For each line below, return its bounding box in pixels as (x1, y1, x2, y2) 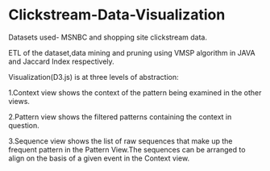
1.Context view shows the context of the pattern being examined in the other (8, 87, 262, 98)
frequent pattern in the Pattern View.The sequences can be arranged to (8, 144, 246, 154)
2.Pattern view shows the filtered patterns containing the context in (8, 111, 232, 122)
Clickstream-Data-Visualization (8, 6, 226, 24)
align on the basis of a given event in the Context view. (8, 153, 190, 163)
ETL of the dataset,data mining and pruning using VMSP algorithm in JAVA (8, 48, 255, 57)
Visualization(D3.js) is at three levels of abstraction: (8, 72, 179, 81)
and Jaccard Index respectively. (8, 56, 114, 66)
